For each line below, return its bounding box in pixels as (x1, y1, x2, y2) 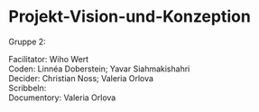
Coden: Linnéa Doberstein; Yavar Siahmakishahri (8, 63, 190, 74)
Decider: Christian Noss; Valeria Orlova (8, 72, 154, 83)
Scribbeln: (8, 82, 47, 93)
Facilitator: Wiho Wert (8, 53, 89, 64)
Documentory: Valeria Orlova (8, 92, 116, 103)
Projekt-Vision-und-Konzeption (8, 6, 252, 27)
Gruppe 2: (8, 36, 46, 47)
